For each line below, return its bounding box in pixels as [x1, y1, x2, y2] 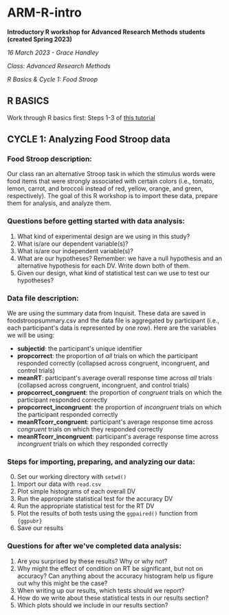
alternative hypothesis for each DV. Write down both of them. [17, 261, 190, 270]
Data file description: [7, 293, 79, 303]
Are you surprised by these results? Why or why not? [17, 557, 168, 565]
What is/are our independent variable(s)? [17, 246, 134, 255]
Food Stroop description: [7, 154, 93, 164]
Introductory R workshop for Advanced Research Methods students [7, 28, 206, 36]
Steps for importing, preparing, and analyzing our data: [7, 457, 195, 467]
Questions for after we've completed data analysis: [7, 541, 182, 551]
